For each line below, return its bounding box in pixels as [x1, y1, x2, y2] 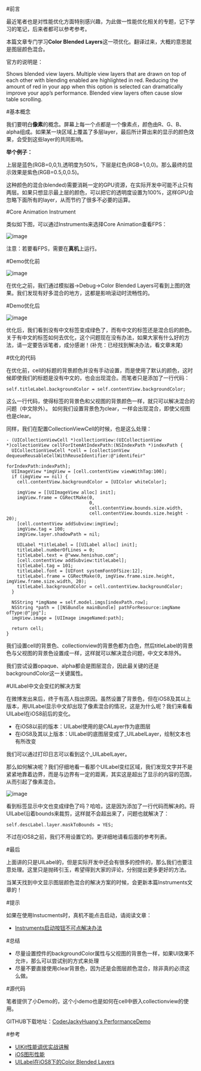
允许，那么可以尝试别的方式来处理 [14, 957, 99, 964]
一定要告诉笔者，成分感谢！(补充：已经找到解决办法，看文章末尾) [22, 342, 184, 348]
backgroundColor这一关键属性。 [6, 670, 86, 677]
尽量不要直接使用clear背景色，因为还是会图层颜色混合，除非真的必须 [14, 965, 185, 972]
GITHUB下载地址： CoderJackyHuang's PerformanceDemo [6, 1018, 151, 1025]
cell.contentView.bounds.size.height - [89, 510, 188, 516]
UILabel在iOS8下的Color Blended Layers [14, 1058, 115, 1065]
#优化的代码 [6, 354, 36, 361]
